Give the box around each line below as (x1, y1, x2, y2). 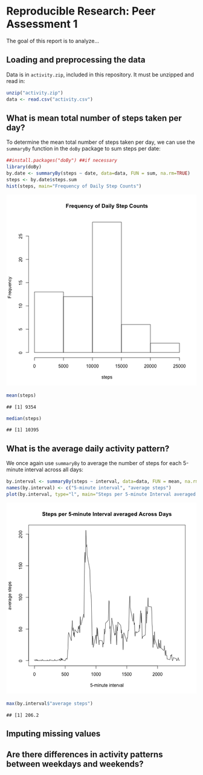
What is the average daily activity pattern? (6, 443, 170, 454)
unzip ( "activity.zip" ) (6, 90, 63, 96)
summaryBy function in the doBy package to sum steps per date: (6, 145, 161, 152)
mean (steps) (6, 392, 36, 398)
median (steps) (6, 415, 42, 421)
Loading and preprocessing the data (6, 55, 146, 65)
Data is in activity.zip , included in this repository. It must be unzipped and (6, 71, 195, 78)
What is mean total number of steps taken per (6, 113, 182, 123)
